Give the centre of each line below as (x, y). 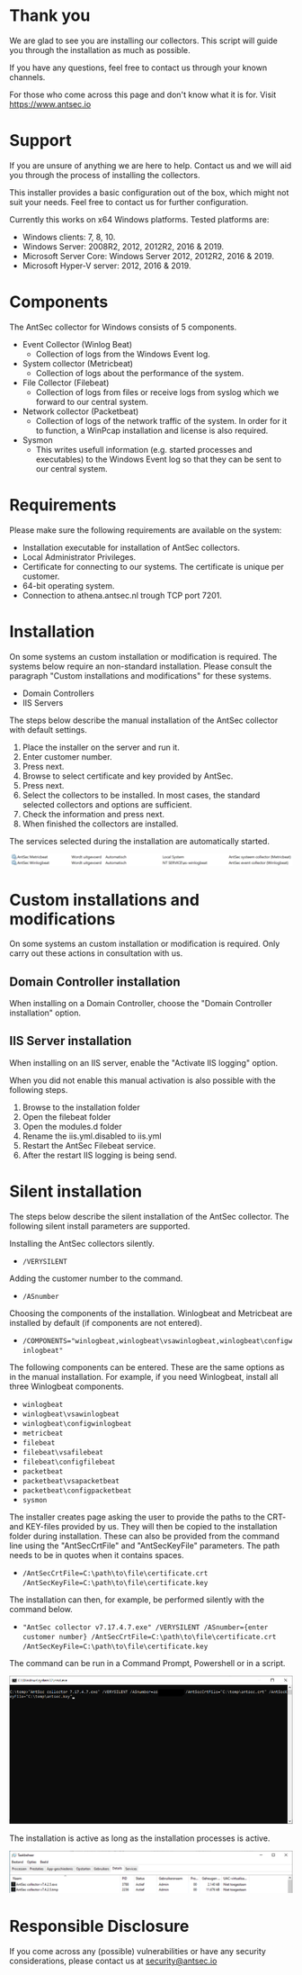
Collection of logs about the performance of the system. (140, 373)
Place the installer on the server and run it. (101, 747)
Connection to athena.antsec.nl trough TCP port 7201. (122, 595)
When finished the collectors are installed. (100, 824)
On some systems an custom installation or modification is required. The (143, 656)
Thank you (50, 16)
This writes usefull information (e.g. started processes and (144, 449)
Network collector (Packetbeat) (80, 411)
